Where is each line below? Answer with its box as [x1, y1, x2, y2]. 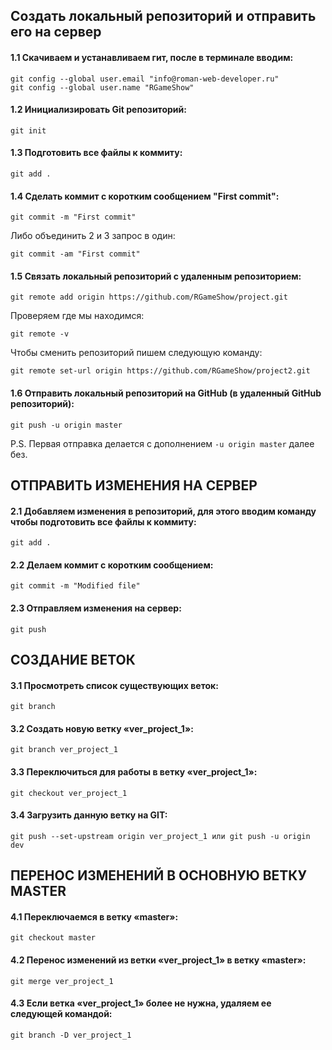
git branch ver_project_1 [10, 745, 118, 755]
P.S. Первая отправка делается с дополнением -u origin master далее [10, 437, 315, 449]
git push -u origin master [10, 420, 123, 430]
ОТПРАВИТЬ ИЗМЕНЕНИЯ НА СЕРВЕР [10, 477, 258, 494]
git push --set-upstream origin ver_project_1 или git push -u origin [10, 831, 311, 841]
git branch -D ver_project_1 [10, 1030, 132, 1040]
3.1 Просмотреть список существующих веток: [10, 679, 219, 691]
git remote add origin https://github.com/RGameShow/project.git [10, 292, 288, 303]
